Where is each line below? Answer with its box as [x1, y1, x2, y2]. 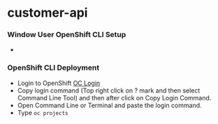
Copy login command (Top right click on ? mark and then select [17, 86, 201, 95]
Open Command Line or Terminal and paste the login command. [17, 101, 202, 109]
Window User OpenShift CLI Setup [7, 30, 126, 40]
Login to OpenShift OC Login [17, 79, 101, 87]
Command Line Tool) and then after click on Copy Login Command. [17, 93, 212, 102]
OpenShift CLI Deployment [7, 63, 100, 72]
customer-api [7, 5, 88, 21]
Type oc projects [17, 108, 68, 116]
